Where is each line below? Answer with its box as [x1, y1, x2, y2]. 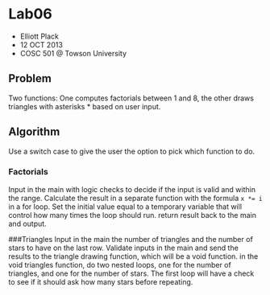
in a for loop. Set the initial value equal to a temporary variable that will [8, 202, 243, 211]
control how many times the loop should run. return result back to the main [8, 210, 256, 219]
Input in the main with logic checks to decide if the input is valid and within [8, 184, 256, 194]
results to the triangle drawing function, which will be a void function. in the [8, 251, 259, 261]
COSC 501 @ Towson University [19, 48, 127, 58]
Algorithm [8, 125, 60, 139]
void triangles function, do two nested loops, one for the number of [8, 260, 231, 269]
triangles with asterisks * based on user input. [8, 101, 161, 111]
